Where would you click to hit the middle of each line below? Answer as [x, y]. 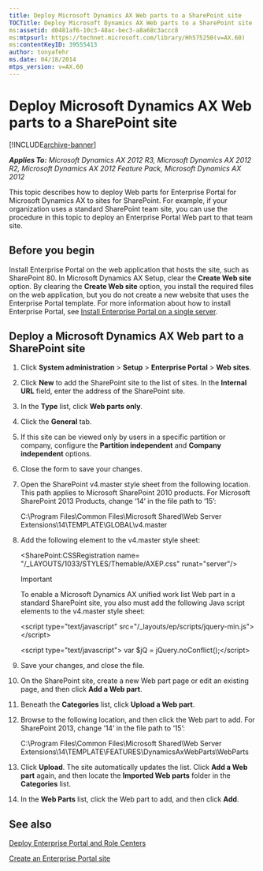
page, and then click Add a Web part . [81, 689]
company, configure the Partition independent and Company [120, 445]
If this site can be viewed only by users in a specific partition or [123, 437]
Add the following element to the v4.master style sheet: [110, 540]
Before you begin [52, 251]
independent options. [56, 454]
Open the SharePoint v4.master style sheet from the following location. [135, 484]
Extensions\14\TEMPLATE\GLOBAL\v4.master [94, 525]
